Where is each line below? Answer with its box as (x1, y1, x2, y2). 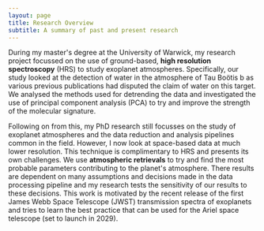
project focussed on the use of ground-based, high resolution (8, 56, 212, 65)
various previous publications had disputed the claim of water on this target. (8, 81, 256, 91)
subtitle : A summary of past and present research (8, 26, 179, 34)
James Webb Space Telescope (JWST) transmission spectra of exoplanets (8, 197, 252, 207)
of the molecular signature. (8, 106, 96, 116)
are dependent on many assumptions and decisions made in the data (8, 172, 233, 181)
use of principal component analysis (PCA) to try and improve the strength (8, 98, 251, 107)
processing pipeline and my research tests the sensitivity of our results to (8, 181, 247, 190)
